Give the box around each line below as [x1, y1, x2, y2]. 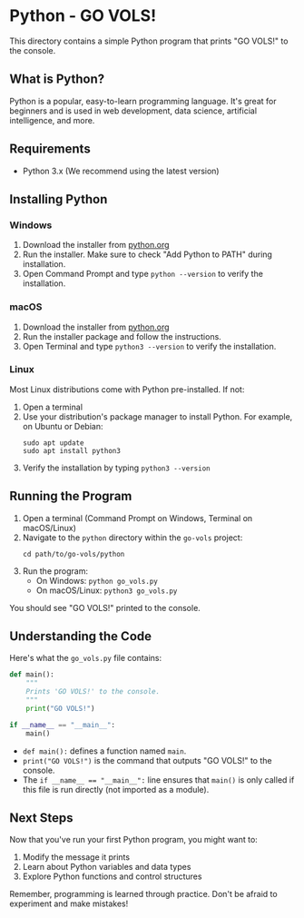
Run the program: [22, 565, 89, 577]
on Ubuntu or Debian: [22, 420, 103, 431]
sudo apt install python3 [22, 446, 121, 455]
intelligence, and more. [9, 114, 95, 125]
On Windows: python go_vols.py [35, 575, 159, 586]
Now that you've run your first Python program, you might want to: [9, 834, 259, 845]
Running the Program [9, 489, 132, 504]
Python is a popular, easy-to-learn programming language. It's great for [9, 95, 277, 106]
